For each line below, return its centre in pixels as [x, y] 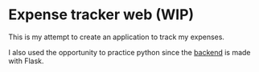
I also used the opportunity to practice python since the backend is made [129, 52]
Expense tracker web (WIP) [101, 15]
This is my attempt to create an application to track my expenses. [117, 37]
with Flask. [26, 61]
